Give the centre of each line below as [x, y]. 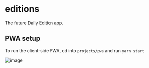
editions [22, 9]
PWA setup [23, 38]
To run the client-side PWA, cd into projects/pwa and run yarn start [75, 50]
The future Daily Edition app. [34, 23]
